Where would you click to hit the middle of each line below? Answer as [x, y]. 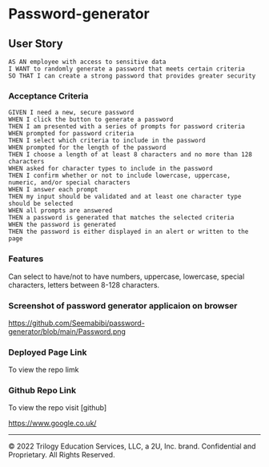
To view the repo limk [44, 370]
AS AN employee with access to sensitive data [87, 62]
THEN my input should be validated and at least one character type [125, 197]
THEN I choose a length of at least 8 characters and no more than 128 [130, 155]
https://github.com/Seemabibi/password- [77, 323]
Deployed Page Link [48, 352]
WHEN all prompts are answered [60, 211]
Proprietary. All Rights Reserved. [62, 455]
